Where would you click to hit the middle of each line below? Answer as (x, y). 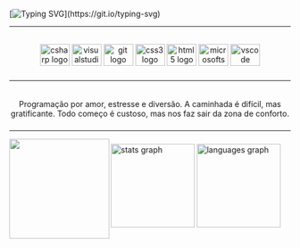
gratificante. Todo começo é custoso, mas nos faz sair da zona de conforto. (150, 113)
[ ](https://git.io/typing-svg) (85, 14)
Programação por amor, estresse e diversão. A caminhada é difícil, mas (150, 103)
